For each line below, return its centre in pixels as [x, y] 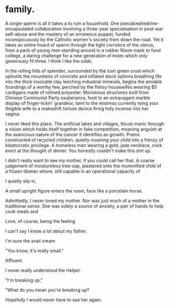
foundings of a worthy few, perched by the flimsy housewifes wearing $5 [81, 87]
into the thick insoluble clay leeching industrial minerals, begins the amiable [84, 82]
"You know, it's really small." [35, 251]
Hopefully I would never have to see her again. [53, 299]
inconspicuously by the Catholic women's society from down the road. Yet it [84, 40]
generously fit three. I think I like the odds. [49, 61]
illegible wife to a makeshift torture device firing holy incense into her [77, 108]
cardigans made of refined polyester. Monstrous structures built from [77, 92]
